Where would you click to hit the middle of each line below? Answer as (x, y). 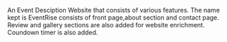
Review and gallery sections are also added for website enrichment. (106, 25)
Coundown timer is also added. (53, 32)
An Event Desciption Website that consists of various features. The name (114, 10)
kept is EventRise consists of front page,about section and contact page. (113, 17)
